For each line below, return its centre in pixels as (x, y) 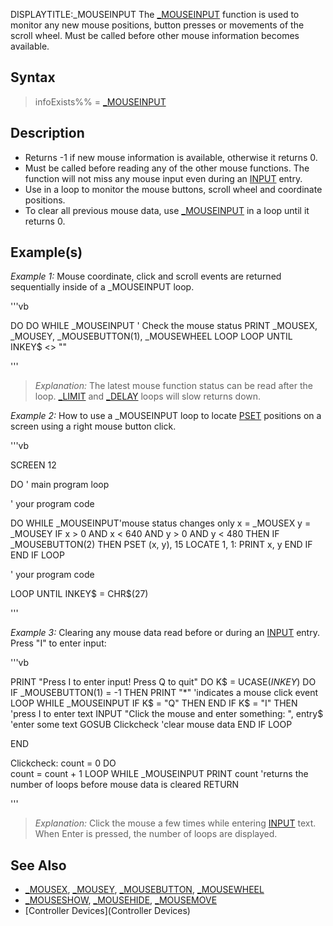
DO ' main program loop (60, 485)
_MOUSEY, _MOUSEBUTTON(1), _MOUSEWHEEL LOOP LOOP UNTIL (151, 336)
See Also (38, 865)
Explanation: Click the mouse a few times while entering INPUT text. (175, 823)
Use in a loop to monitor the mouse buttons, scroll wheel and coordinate (173, 189)
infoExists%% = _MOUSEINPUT (100, 101)
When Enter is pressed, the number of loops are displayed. (156, 834)
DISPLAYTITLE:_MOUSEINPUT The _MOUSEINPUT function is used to (155, 14)
